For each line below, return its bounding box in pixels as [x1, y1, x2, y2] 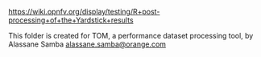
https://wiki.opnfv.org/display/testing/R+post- [8, 7, 160, 16]
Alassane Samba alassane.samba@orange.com [8, 39, 167, 49]
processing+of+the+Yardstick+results [8, 15, 135, 25]
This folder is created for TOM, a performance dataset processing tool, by [8, 31, 254, 40]
